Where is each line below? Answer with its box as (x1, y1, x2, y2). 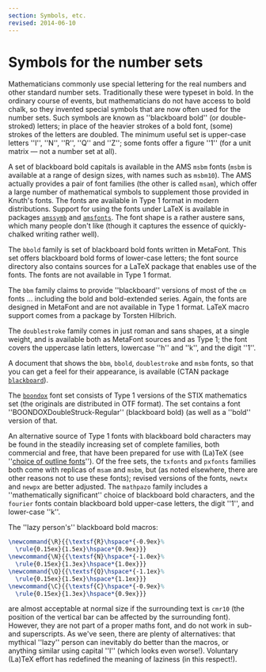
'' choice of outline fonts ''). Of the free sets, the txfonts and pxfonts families (8, 457, 256, 467)
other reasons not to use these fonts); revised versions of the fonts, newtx (8, 474, 248, 483)
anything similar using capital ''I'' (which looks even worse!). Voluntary (8, 646, 239, 655)
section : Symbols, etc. (8, 11, 87, 20)
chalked (8, 229, 34, 239)
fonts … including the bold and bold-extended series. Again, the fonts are (8, 294, 247, 304)
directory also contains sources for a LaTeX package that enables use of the (8, 262, 257, 271)
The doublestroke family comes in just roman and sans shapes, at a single (8, 326, 249, 336)
